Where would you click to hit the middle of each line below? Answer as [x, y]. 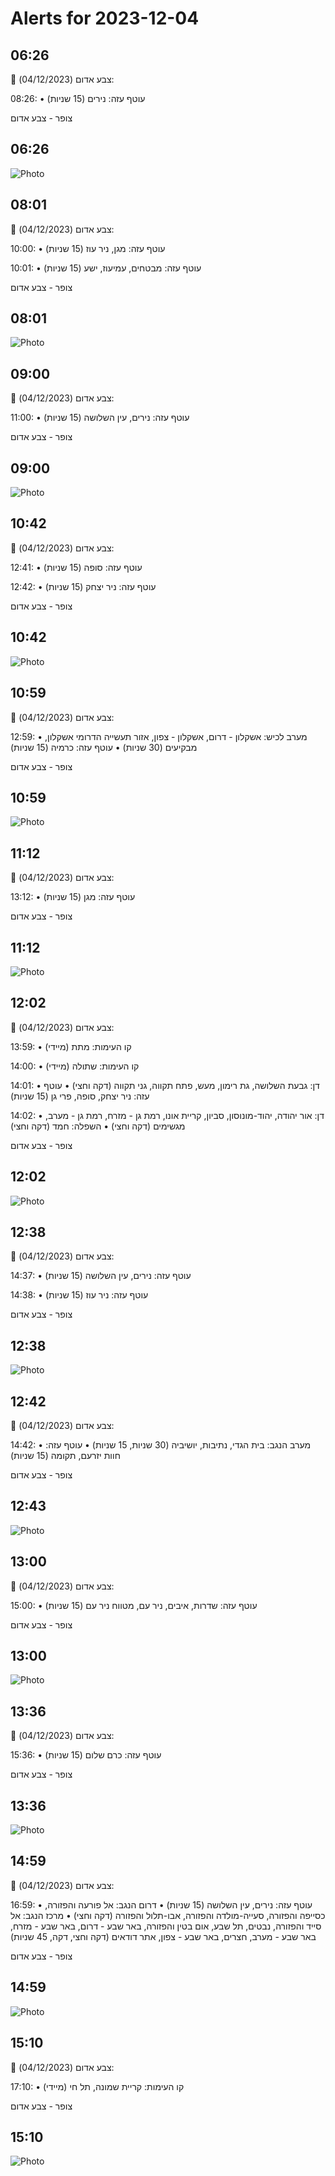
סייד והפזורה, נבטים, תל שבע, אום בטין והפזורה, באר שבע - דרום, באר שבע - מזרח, [166, 1926]
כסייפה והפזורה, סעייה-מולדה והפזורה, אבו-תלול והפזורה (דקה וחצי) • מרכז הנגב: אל [168, 1915]
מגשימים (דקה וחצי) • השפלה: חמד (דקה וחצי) [98, 1126]
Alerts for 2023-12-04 [105, 18]
